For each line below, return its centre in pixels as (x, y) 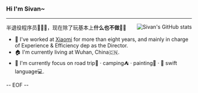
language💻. (29, 71)
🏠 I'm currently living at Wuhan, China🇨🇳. (67, 52)
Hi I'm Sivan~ (26, 9)
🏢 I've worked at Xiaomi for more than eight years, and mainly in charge (101, 39)
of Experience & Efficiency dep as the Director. (71, 46)
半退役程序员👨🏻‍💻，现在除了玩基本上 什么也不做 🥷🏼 (66, 27)
